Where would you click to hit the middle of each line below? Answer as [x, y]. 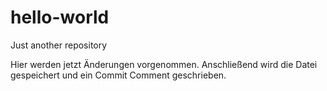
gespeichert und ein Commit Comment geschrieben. [118, 75]
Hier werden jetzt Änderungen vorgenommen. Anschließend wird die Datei [164, 64]
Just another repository [59, 45]
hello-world [60, 17]
